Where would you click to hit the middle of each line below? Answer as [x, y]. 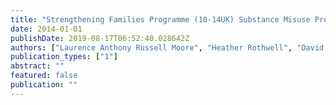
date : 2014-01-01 [46, 29]
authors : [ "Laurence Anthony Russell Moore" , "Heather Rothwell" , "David [167, 47]
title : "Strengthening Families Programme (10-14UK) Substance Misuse [160, 19]
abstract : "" [37, 66]
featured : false [44, 76]
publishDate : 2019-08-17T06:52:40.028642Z [100, 38]
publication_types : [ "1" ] [64, 57]
